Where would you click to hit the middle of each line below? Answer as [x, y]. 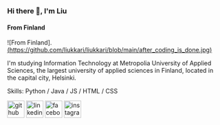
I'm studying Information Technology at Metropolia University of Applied [109, 63]
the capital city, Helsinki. [42, 78]
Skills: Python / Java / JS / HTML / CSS [63, 91]
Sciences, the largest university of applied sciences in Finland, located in [110, 71]
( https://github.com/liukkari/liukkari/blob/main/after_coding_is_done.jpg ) [110, 50]
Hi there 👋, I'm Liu [37, 11]
